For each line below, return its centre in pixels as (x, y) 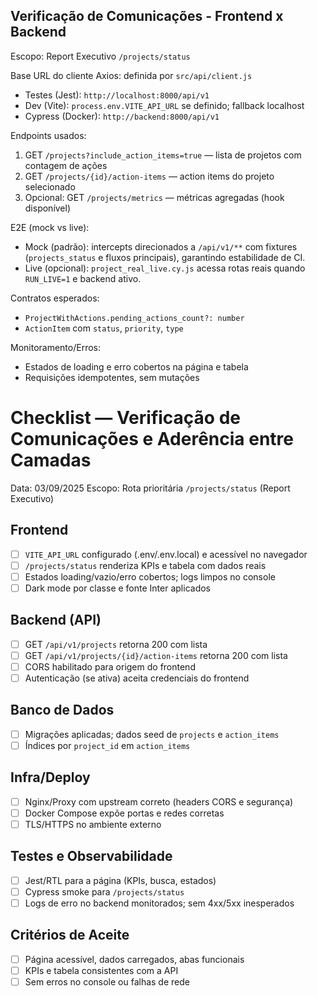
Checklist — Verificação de (126, 418)
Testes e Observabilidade (91, 856)
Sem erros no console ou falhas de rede (107, 981)
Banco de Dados (62, 710)
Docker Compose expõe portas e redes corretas (124, 813)
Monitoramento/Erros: (56, 347)
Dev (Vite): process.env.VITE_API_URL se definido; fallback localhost (164, 105)
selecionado (50, 186)
